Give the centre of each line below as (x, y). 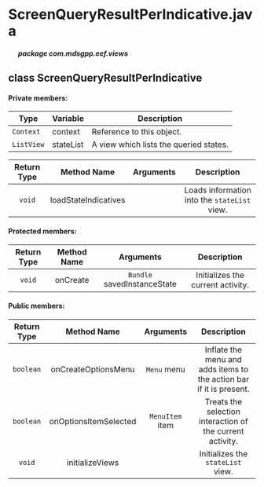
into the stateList (218, 200)
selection (224, 412)
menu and (223, 359)
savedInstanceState (140, 284)
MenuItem (165, 416)
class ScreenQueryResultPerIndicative (105, 78)
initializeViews (93, 463)
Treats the (223, 401)
